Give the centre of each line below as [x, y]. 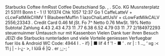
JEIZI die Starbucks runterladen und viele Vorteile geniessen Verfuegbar [79, 38]
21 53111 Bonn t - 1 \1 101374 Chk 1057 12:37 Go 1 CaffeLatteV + [69, 12]
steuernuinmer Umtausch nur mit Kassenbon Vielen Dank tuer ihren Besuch [82, 33]
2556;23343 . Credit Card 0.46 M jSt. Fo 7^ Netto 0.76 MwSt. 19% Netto [78, 22]
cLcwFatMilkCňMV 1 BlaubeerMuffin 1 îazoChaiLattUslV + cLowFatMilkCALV [82, 17]
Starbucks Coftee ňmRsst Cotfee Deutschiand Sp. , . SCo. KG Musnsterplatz [82, 7]
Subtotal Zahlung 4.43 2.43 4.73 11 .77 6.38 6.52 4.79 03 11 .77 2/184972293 [83, 28]
